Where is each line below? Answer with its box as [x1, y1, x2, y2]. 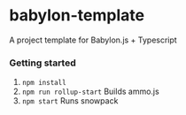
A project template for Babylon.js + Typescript [9, 34, 177, 45]
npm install [21, 79, 66, 88]
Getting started [9, 57, 77, 69]
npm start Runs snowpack [21, 96, 119, 106]
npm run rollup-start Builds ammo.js [21, 86, 159, 97]
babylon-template [9, 5, 144, 26]
